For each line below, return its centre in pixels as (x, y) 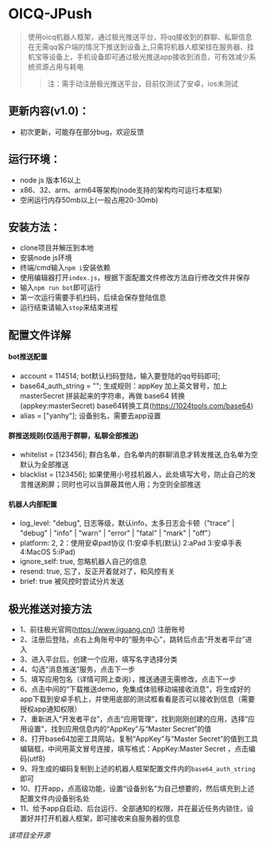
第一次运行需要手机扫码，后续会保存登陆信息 (93, 297)
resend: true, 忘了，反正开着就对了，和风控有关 (97, 571)
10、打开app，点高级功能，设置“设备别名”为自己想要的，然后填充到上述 (137, 789)
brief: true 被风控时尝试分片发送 (72, 581)
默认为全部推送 (44, 464)
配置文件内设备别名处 (54, 798)
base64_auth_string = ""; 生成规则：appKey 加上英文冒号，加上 (123, 386)
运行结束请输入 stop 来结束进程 (69, 308)
